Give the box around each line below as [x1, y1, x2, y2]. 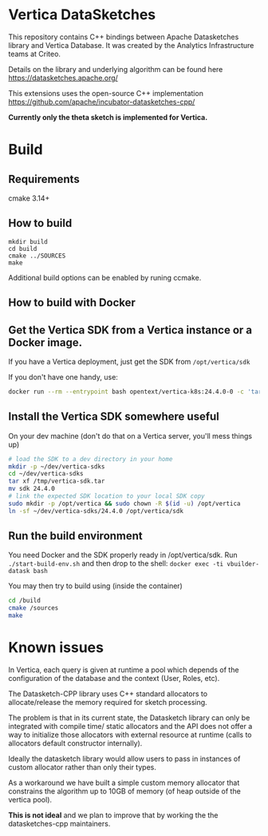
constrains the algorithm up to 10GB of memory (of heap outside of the [8, 786, 241, 796]
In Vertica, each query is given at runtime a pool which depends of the [8, 665, 239, 675]
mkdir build [8, 237, 48, 245]
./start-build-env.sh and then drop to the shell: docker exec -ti [8, 559, 224, 568]
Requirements [8, 172, 80, 185]
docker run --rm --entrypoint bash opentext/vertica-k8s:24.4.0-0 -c [8, 388, 245, 396]
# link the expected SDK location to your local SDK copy [8, 492, 205, 500]
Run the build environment [8, 529, 144, 543]
